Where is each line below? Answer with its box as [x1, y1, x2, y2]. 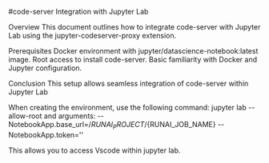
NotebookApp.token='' [8, 129, 84, 139]
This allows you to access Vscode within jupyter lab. [8, 145, 181, 155]
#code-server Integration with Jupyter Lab [8, 7, 149, 16]
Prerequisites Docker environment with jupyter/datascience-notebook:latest [8, 46, 259, 55]
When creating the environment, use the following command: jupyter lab [8, 103, 247, 112]
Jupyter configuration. [8, 63, 82, 73]
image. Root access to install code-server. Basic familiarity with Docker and [8, 55, 258, 64]
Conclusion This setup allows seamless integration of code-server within [8, 79, 249, 88]
